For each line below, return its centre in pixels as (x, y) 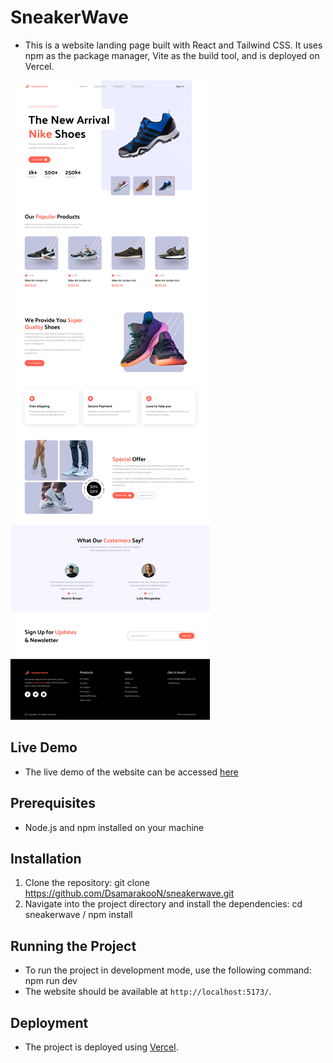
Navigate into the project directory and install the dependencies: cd (163, 904)
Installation (46, 858)
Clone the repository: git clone (87, 883)
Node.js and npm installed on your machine (114, 827)
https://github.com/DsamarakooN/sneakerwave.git (129, 893)
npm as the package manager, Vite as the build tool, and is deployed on (172, 55)
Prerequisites (53, 803)
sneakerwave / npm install (78, 915)
